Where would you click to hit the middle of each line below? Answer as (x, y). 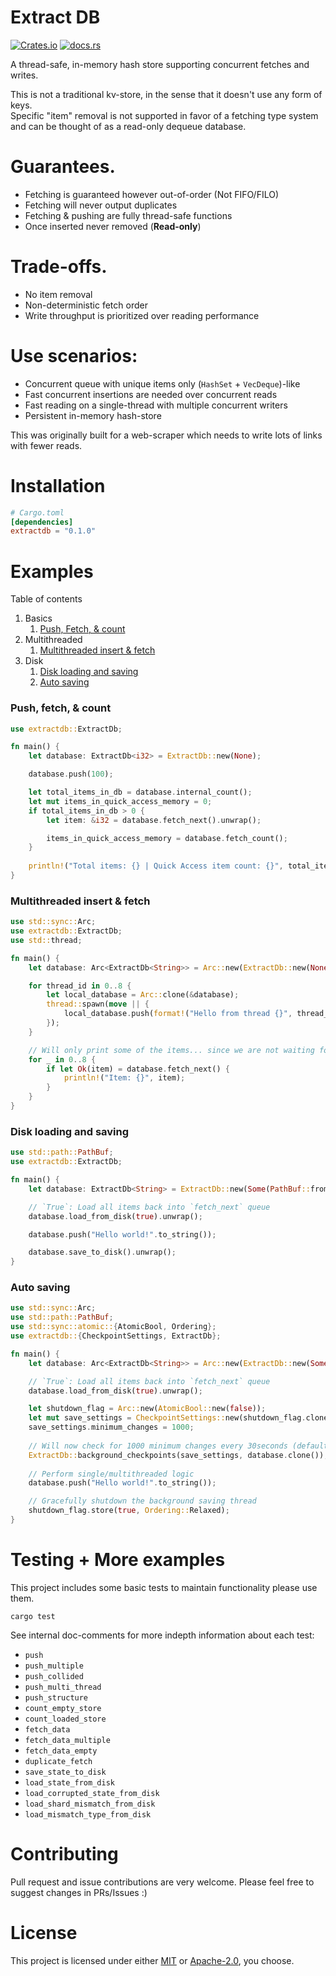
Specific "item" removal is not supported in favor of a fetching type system (164, 115)
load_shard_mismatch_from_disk (90, 1804)
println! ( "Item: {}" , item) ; (124, 1078)
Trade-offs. (59, 267)
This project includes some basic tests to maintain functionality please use (164, 1587)
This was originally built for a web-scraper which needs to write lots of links (166, 435)
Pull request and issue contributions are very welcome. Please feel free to (162, 1882)
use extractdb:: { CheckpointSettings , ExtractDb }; (116, 1336)
